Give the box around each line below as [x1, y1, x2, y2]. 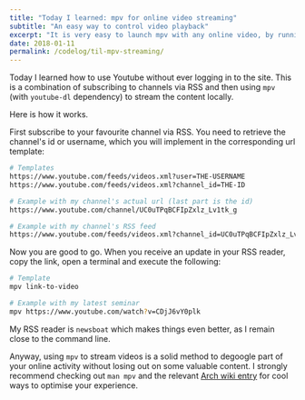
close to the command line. [9, 333, 111, 344]
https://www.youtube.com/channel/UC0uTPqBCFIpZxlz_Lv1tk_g [9, 205, 238, 215]
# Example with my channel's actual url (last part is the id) [9, 196, 254, 205]
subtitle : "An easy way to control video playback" [9, 22, 209, 31]
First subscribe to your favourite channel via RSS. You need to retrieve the [9, 126, 286, 137]
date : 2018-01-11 [9, 38, 75, 48]
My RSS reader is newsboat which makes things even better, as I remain [9, 324, 275, 335]
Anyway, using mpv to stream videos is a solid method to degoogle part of [9, 351, 283, 362]
